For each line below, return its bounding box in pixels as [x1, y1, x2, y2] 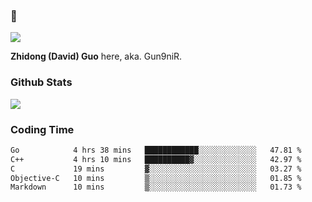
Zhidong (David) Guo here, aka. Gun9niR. [10, 50, 183, 63]
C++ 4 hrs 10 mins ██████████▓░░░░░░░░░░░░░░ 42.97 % [10, 154, 302, 164]
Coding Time [10, 122, 75, 136]
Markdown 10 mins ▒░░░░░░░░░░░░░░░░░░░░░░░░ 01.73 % [10, 182, 302, 193]
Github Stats [10, 75, 73, 89]
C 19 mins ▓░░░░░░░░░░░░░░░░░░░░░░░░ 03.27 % [10, 164, 302, 174]
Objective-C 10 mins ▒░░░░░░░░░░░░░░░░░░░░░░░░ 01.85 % [10, 173, 302, 183]
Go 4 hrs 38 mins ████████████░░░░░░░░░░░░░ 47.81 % [10, 145, 302, 155]
